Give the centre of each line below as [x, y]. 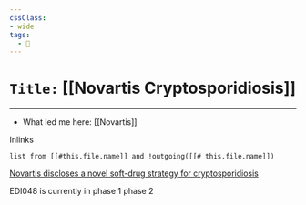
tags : [20, 35]
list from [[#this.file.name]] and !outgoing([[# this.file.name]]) [142, 157]
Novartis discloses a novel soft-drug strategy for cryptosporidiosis [134, 173]
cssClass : [28, 18]
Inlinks [22, 140]
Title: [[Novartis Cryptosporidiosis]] [153, 88]
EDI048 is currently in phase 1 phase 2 [82, 191]
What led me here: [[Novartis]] [80, 122]
